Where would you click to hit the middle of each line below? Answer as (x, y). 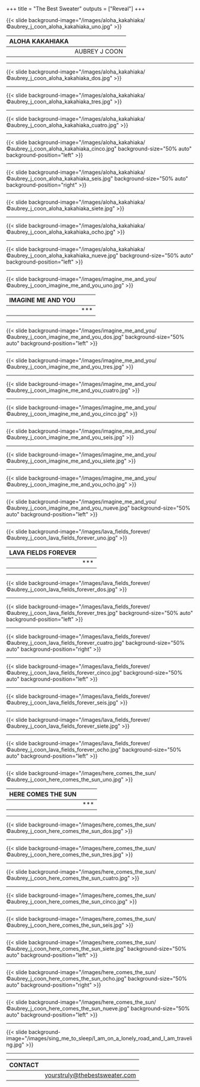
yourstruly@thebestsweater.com (90, 1075)
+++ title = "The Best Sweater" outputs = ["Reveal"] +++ (76, 9)
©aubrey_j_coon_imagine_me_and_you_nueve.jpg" (68, 508)
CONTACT (24, 1065)
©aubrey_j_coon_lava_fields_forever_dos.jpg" (62, 589)
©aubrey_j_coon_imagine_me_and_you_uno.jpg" (65, 285)
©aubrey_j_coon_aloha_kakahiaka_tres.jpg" (60, 102)
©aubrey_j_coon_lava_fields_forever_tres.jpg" (62, 613)
